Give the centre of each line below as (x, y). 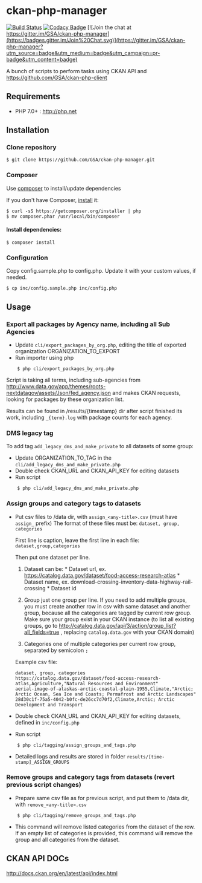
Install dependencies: (34, 230)
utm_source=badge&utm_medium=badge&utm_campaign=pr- (83, 53)
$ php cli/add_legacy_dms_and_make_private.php (78, 488)
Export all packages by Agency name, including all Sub (88, 324)
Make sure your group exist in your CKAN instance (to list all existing (109, 619)
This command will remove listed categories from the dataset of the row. (105, 827)
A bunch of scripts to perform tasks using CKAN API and (77, 71)
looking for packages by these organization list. (65, 399)
